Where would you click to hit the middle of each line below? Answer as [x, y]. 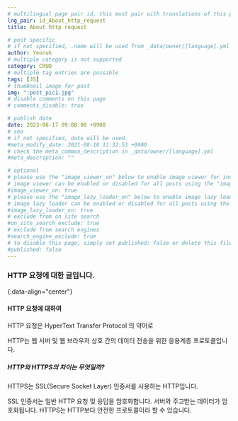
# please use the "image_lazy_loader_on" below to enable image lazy [112, 197]
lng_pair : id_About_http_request [57, 21]
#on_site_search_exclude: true [53, 224]
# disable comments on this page [57, 99]
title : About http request [47, 27]
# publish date [30, 119]
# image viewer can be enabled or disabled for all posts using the [110, 184]
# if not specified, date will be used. [68, 138]
